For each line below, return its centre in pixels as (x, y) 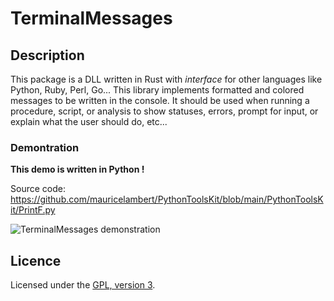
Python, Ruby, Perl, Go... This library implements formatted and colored (157, 90)
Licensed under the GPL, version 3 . (83, 285)
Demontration (45, 147)
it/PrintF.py (33, 210)
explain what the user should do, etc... (89, 121)
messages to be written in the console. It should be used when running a (160, 100)
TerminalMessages (91, 18)
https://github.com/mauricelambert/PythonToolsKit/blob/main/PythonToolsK (167, 199)
